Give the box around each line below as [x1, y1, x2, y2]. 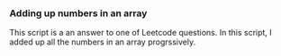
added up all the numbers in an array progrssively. [9, 36, 196, 47]
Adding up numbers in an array [9, 7, 148, 20]
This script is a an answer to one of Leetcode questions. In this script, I [9, 28, 272, 38]
